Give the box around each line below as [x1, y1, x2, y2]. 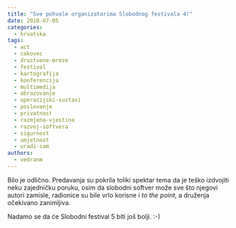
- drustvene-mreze [14, 57, 69, 64]
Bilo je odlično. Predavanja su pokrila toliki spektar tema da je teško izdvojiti [7, 175, 230, 184]
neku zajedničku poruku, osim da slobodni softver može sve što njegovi [7, 183, 218, 192]
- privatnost [14, 110, 53, 117]
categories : [7, 24, 43, 31]
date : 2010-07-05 [7, 17, 59, 24]
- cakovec [14, 51, 43, 58]
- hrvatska [14, 30, 46, 38]
